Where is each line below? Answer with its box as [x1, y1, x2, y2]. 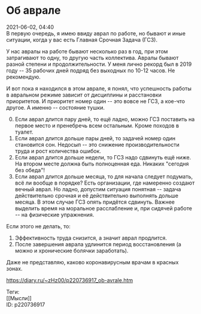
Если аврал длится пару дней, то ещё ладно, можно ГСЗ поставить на [14, 115, 195, 123]
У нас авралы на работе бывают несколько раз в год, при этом [6, 47, 169, 55]
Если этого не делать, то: [6, 222, 71, 230]
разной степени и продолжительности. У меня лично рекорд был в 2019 [6, 61, 192, 68]
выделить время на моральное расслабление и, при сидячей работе [14, 204, 193, 212]
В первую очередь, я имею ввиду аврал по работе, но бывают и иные [6, 29, 186, 37]
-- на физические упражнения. [14, 211, 95, 218]
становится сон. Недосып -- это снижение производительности [14, 141, 179, 148]
